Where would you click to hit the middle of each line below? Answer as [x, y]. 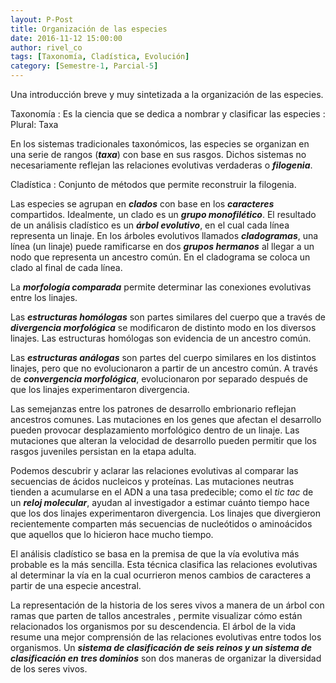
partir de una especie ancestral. [76, 585]
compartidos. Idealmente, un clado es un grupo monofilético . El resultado [163, 214]
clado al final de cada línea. [66, 267]
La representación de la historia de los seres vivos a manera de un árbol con [167, 605]
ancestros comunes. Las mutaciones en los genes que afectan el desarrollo [166, 419]
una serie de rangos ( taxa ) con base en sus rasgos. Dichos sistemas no [158, 154]
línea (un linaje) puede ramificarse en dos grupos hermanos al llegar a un [162, 246]
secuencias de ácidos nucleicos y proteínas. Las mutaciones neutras [152, 481]
